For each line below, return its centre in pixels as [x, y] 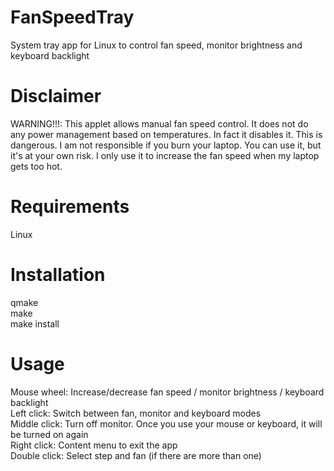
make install [35, 323]
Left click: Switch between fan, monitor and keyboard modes [136, 413]
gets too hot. [36, 166]
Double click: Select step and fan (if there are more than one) [136, 455]
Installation [58, 275]
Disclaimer [56, 96]
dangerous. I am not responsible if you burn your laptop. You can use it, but [166, 145]
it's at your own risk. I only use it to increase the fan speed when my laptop [165, 155]
